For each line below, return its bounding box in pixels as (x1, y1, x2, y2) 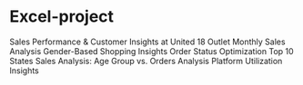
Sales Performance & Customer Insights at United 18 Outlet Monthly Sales (9, 36, 286, 47)
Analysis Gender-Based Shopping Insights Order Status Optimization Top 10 (9, 45, 294, 56)
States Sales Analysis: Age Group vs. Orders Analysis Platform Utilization (9, 55, 283, 66)
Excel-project (9, 6, 115, 27)
